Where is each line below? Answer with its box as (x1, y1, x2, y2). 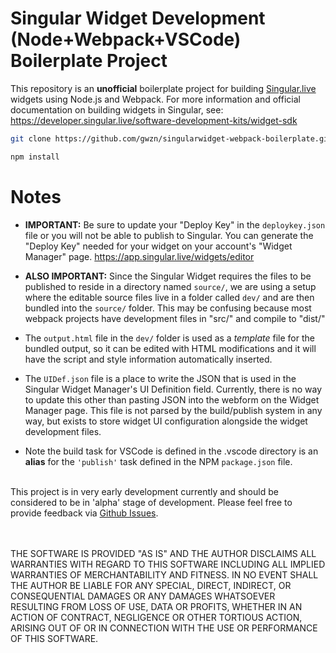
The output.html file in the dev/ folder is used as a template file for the (24, 332, 315, 344)
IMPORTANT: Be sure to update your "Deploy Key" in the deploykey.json (24, 218, 326, 231)
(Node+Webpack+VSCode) (10, 28, 242, 51)
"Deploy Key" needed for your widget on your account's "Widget (24, 240, 293, 252)
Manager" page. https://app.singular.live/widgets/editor (24, 250, 255, 262)
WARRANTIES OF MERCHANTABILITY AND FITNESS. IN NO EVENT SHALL (10, 568, 319, 581)
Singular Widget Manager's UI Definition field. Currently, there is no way (24, 383, 323, 395)
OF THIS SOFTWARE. (10, 632, 99, 644)
